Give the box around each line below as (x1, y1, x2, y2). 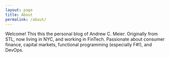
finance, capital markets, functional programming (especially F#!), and (5, 42, 152, 48)
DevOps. (5, 47, 24, 53)
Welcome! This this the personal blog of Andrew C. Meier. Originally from (5, 31, 158, 37)
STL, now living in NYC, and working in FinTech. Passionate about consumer (5, 36, 165, 42)
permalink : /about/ (5, 17, 47, 22)
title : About (5, 12, 33, 17)
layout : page (5, 7, 33, 13)
